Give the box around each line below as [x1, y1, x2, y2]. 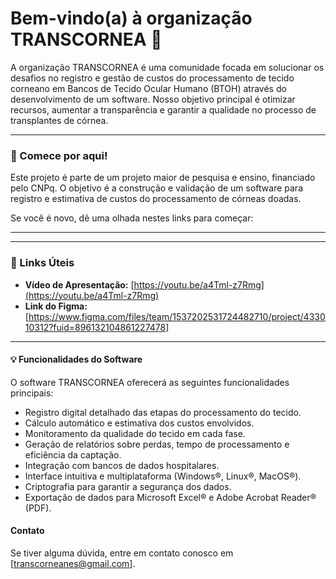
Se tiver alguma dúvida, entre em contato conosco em [10, 547, 234, 559]
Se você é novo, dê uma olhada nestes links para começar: [10, 212, 254, 224]
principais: [10, 387, 54, 399]
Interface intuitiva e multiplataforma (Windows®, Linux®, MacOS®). [24, 470, 302, 482]
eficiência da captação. [24, 448, 122, 461]
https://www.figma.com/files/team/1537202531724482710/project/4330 [28, 310, 326, 322]
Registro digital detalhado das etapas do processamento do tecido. [24, 406, 302, 418]
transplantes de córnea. [10, 114, 109, 126]
